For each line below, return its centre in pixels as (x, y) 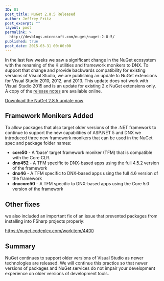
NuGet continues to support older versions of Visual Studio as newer (74, 258)
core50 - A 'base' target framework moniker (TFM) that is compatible (82, 152)
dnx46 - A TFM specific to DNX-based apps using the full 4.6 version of (85, 173)
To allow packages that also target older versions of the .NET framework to (81, 128)
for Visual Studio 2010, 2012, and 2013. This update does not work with (77, 81)
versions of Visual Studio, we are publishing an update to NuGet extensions (81, 75)
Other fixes (23, 204)
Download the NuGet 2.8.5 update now (44, 100)
